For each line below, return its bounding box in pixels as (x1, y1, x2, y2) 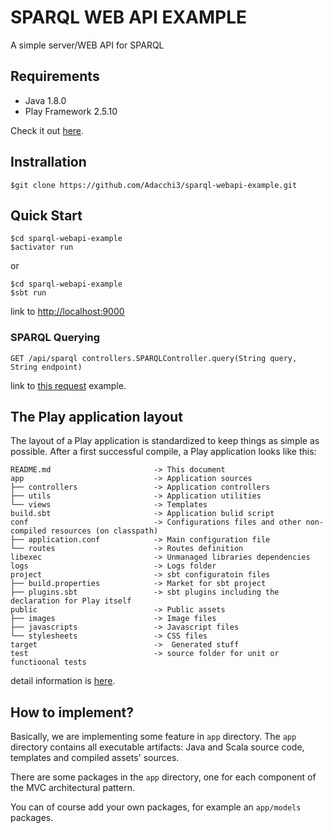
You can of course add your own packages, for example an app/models (10, 801, 302, 813)
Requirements (10, 68, 100, 85)
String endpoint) (10, 362, 83, 372)
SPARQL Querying (10, 331, 101, 345)
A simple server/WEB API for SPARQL (10, 39, 165, 51)
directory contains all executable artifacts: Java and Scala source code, (10, 741, 305, 753)
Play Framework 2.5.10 (24, 105, 118, 117)
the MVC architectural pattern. (10, 782, 135, 794)
